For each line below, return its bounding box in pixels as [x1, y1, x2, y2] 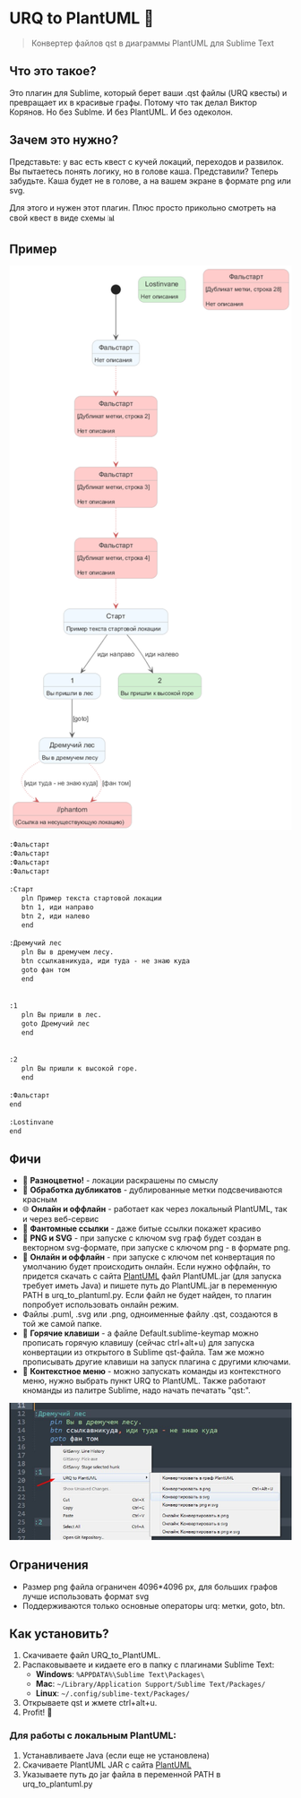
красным [21, 1194, 58, 1205]
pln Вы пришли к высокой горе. [21, 1064, 139, 1073]
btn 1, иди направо [21, 903, 94, 912]
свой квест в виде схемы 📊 [9, 212, 116, 223]
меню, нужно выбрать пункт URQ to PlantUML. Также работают [21, 1375, 266, 1387]
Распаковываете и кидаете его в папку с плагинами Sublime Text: [21, 1659, 275, 1670]
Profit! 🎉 [21, 1707, 53, 1718]
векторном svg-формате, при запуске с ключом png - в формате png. [21, 1243, 291, 1253]
